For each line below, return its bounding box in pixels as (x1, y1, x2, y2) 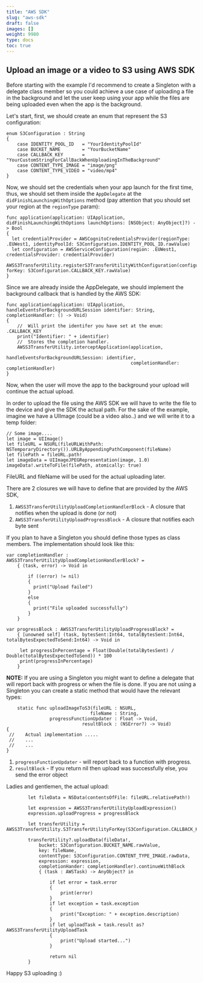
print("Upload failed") (33, 584, 94, 590)
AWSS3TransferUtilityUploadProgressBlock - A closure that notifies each (14, 516, 195, 523)
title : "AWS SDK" (6, 8, 50, 15)
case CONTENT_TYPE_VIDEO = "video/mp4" (17, 167, 118, 173)
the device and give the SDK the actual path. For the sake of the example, (6, 405, 189, 413)
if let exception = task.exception (49, 901, 139, 907)
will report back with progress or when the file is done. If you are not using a (6, 680, 196, 688)
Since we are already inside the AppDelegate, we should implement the (6, 283, 184, 291)
